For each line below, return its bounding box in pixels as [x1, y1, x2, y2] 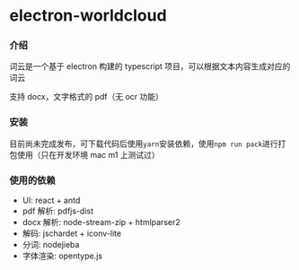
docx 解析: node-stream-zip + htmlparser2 [22, 217, 181, 228]
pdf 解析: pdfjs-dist [22, 205, 94, 216]
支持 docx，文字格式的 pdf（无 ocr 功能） [9, 91, 164, 102]
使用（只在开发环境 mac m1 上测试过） [16, 149, 160, 160]
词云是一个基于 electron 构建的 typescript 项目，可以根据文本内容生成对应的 [9, 61, 291, 72]
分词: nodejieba [22, 240, 80, 250]
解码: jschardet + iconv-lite [22, 228, 122, 239]
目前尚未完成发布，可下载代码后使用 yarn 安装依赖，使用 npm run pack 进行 [9, 138, 278, 149]
